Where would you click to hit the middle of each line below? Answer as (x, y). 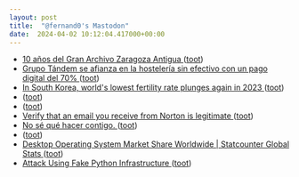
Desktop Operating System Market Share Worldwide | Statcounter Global (156, 144)
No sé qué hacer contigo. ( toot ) (80, 125)
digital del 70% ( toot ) (61, 78)
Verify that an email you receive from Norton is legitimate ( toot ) (137, 116)
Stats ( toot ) (43, 154)
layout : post (33, 17)
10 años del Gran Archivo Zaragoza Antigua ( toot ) (113, 60)
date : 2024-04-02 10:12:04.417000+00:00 (87, 34)
